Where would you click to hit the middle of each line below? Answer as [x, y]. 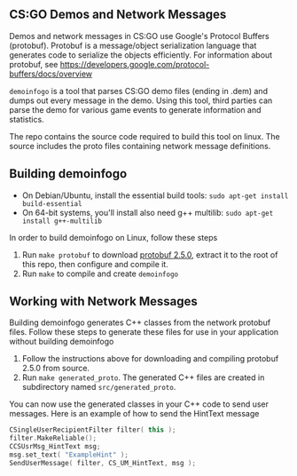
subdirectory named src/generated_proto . [99, 387]
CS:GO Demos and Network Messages [118, 15]
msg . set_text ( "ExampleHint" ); [69, 455]
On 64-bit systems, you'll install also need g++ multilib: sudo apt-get [148, 212]
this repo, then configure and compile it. [95, 264]
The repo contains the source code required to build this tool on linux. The [145, 136]
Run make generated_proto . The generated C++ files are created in [143, 377]
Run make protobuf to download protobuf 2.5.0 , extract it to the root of [150, 254]
